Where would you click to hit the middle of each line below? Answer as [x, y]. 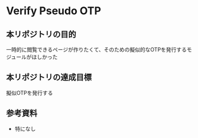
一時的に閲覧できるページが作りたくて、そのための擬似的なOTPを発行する [97, 49]
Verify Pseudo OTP [54, 11]
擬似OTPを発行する [30, 92]
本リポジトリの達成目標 [49, 77]
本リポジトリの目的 [41, 34]
